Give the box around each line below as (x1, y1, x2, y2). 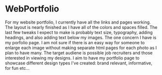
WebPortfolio (5, 3, 59, 14)
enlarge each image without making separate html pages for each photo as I (5, 45, 157, 50)
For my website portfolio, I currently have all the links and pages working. (5, 19, 151, 25)
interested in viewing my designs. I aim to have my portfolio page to (5, 55, 140, 61)
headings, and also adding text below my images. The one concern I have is (5, 35, 157, 40)
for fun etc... (5, 65, 30, 71)
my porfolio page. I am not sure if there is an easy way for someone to (5, 39, 145, 45)
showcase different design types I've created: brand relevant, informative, (5, 60, 152, 66)
